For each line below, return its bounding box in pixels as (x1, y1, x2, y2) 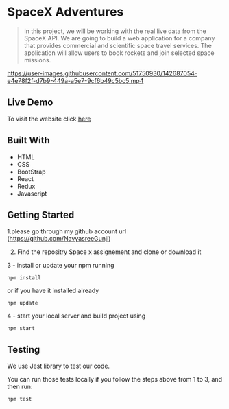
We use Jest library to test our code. (7, 362, 110, 371)
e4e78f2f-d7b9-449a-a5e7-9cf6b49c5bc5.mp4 (7, 76, 144, 84)
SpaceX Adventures (7, 4, 124, 20)
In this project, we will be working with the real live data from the (23, 27, 207, 35)
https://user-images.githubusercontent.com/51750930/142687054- (7, 69, 197, 78)
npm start (7, 325, 36, 332)
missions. (23, 56, 51, 64)
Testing (7, 344, 40, 355)
